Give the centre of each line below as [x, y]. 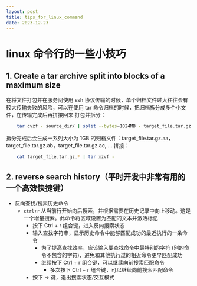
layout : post [22, 12]
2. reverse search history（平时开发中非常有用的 [96, 177]
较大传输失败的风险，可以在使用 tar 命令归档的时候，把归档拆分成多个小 [93, 108]
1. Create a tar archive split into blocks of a [86, 75]
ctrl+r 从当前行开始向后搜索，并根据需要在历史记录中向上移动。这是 [107, 210]
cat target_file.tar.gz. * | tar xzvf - [66, 157]
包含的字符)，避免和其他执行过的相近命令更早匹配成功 [117, 255]
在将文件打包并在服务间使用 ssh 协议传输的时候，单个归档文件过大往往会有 [97, 100]
